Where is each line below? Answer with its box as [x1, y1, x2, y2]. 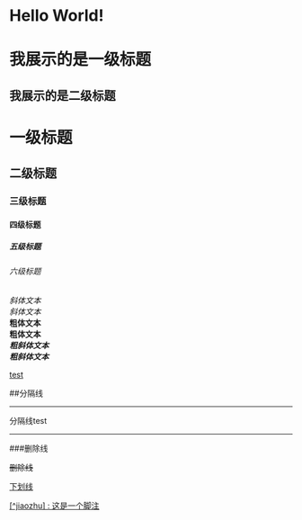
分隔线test [9, 416, 48, 426]
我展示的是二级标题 [9, 87, 116, 103]
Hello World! [9, 5, 104, 26]
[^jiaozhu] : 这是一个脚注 [9, 500, 100, 511]
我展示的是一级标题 [9, 49, 152, 70]
